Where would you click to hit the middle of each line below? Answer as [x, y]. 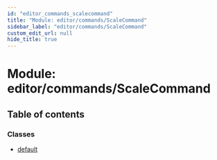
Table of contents [46, 114]
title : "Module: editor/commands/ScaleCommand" [77, 20]
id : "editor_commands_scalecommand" [60, 14]
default [27, 149]
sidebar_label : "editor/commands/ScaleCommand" [77, 26]
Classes [21, 134]
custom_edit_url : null [40, 33]
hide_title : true [32, 40]
